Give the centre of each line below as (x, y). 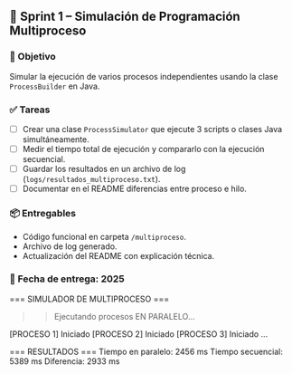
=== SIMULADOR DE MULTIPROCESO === (89, 299)
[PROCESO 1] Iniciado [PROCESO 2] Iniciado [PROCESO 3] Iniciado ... (139, 334)
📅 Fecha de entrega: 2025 (67, 279)
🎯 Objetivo (33, 57)
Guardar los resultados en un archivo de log (104, 169)
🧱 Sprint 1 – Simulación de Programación (125, 17)
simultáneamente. (56, 139)
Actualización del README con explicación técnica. (118, 255)
